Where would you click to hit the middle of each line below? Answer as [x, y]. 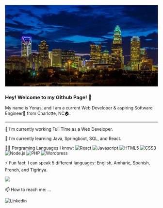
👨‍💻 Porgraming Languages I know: [40, 148]
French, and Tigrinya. [26, 170]
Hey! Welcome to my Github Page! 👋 [48, 97]
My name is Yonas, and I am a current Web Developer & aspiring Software [79, 108]
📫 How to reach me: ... [28, 190]
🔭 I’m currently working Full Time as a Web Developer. [59, 129]
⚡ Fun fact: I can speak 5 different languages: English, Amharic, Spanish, [78, 163]
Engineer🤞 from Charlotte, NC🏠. [38, 113]
